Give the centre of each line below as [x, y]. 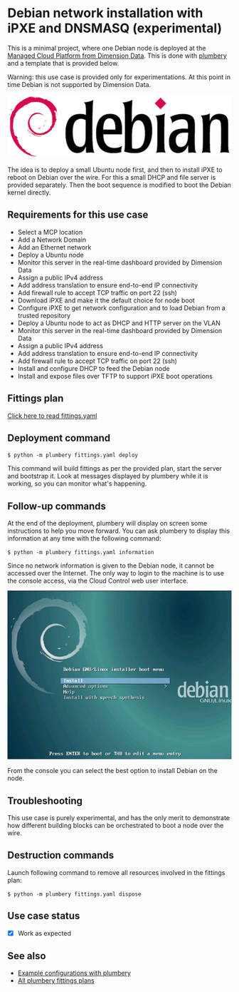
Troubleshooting [45, 801]
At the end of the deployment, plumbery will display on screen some [107, 523]
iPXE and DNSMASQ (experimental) [115, 28]
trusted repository [44, 315]
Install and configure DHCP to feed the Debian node [94, 368]
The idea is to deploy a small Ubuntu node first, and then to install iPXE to [115, 170]
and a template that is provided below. [63, 63]
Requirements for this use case [78, 215]
